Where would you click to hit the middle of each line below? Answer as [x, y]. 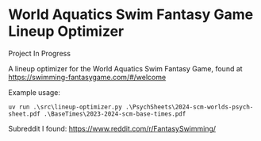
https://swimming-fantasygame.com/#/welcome [87, 77]
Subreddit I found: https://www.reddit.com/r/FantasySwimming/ [112, 128]
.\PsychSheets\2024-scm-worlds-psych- [190, 107]
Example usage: [35, 92]
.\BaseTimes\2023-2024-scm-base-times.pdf [115, 114]
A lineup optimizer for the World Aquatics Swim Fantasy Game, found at [126, 68]
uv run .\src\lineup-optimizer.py [65, 107]
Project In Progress [40, 53]
